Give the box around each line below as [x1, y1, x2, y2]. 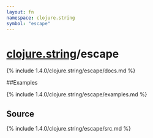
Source [6, 109, 35, 119]
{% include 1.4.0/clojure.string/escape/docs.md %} [6, 67, 136, 74]
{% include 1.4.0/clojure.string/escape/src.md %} [6, 125, 132, 132]
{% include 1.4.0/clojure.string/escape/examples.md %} [6, 91, 147, 98]
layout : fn [6, 9, 34, 15]
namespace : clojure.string [6, 15, 75, 21]
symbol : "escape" [6, 20, 51, 26]
